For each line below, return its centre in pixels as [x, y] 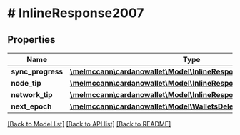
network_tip [32, 95]
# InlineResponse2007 [76, 13]
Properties [31, 40]
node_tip [26, 83]
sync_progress [37, 71]
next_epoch [31, 106]
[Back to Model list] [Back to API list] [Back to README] [89, 124]
